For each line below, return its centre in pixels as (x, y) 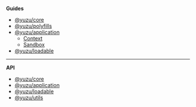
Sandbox (34, 44)
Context (33, 38)
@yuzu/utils (29, 98)
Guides (15, 8)
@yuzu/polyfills (33, 26)
